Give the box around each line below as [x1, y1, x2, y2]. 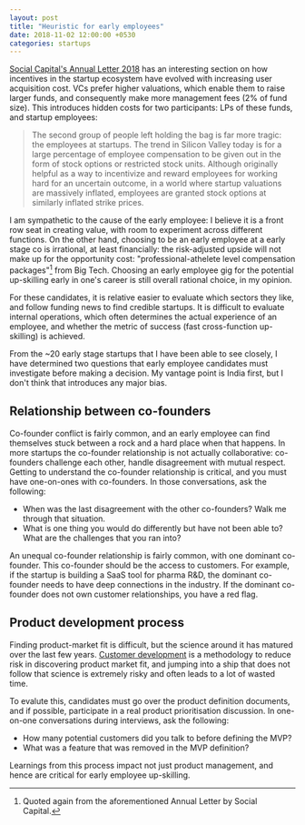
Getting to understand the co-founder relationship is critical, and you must [9, 466, 288, 478]
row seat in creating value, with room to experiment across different [9, 225, 263, 236]
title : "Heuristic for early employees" [9, 22, 165, 31]
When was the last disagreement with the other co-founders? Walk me [22, 503, 288, 514]
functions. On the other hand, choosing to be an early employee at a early [9, 234, 286, 246]
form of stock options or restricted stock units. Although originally [31, 158, 279, 169]
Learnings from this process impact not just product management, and [9, 760, 274, 770]
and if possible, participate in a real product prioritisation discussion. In [9, 705, 275, 716]
